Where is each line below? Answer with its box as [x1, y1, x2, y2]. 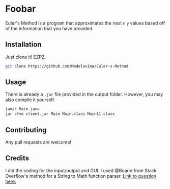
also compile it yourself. [5, 97, 55, 103]
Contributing [5, 126, 47, 134]
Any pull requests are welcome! [5, 139, 72, 145]
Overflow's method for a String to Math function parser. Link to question [5, 173, 157, 179]
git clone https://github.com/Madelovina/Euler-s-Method [5, 63, 129, 69]
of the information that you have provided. [5, 25, 94, 31]
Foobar [5, 3, 36, 15]
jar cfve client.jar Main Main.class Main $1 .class [5, 111, 115, 116]
